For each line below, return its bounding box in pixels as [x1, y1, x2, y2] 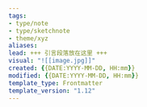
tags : [8, 11, 27, 20]
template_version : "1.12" [8, 86, 95, 95]
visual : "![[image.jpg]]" [8, 57, 95, 65]
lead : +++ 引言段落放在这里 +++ [8, 49, 107, 57]
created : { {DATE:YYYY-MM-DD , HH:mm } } [8, 64, 136, 72]
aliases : [8, 42, 38, 50]
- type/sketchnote [8, 27, 70, 35]
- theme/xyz [8, 34, 48, 43]
